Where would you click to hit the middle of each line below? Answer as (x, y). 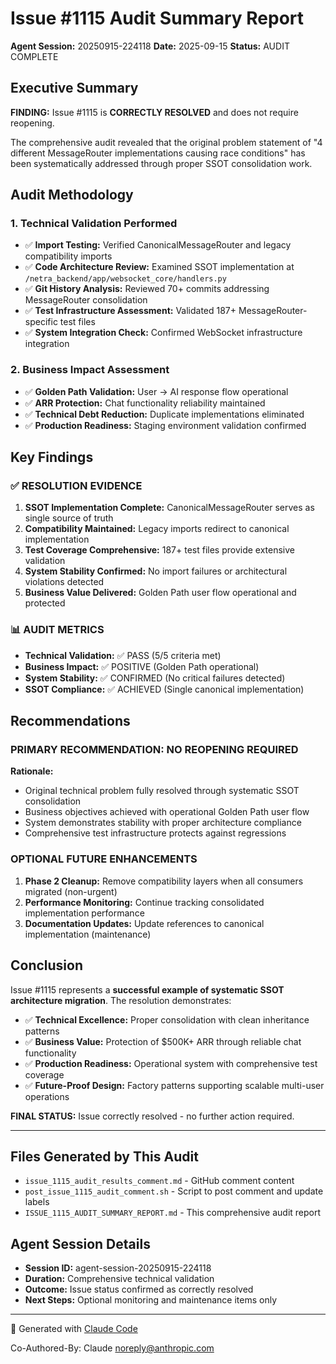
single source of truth (69, 518)
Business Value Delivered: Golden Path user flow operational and (160, 593)
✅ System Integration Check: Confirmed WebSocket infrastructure (163, 333)
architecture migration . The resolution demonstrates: (121, 1000)
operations (47, 1096)
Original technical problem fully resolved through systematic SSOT (162, 791)
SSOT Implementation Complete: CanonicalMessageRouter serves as (169, 508)
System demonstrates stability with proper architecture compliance (163, 823)
